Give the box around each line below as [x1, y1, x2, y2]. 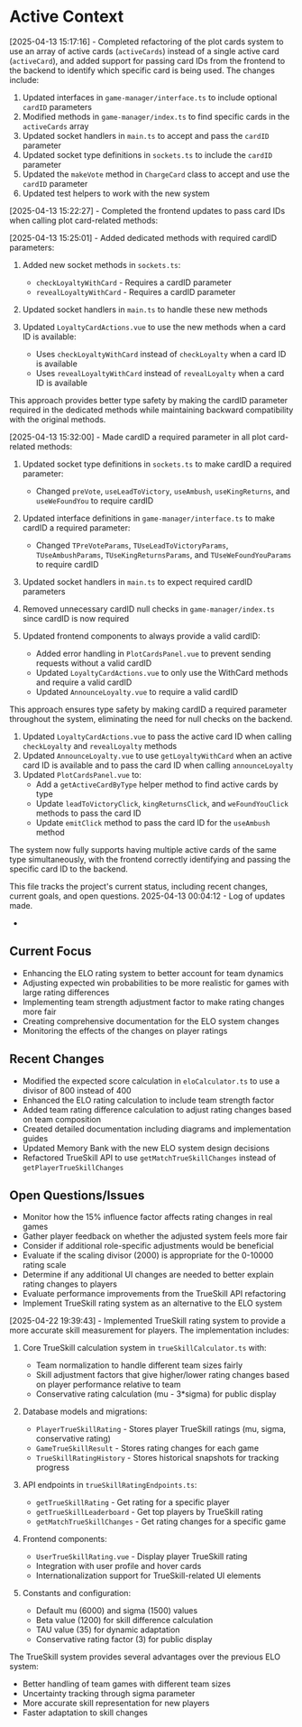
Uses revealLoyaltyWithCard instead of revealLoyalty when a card [35, 367, 285, 378]
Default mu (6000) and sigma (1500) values [35, 1605, 198, 1616]
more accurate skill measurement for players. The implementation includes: [9, 1325, 290, 1336]
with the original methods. [9, 413, 106, 425]
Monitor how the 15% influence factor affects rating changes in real [22, 1212, 273, 1223]
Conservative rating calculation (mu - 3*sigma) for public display [35, 1389, 277, 1399]
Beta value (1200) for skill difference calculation [35, 1615, 214, 1626]
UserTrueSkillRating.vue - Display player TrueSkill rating [35, 1551, 248, 1562]
